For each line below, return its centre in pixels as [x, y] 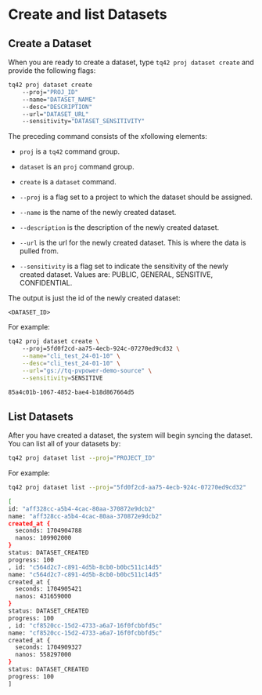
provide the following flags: [52, 71]
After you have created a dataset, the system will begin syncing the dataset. [130, 435]
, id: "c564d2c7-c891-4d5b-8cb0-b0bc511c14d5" [85, 567]
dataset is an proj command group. [77, 167]
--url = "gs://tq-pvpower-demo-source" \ [87, 370]
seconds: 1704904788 [48, 531]
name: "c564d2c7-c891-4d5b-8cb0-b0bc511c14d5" [85, 574]
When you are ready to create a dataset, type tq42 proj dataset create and [131, 62]
